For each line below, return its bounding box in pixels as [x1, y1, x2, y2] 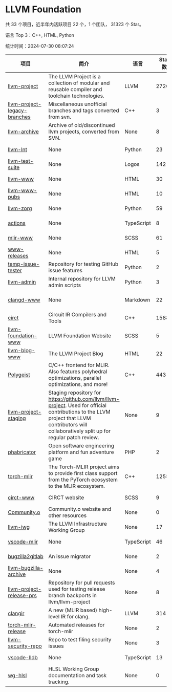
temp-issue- [8, 260, 40, 267]
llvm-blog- [8, 347, 35, 354]
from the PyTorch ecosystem [48, 476, 118, 483]
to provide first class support [48, 469, 118, 477]
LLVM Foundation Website [48, 332, 112, 339]
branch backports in [48, 592, 97, 599]
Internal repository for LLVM [48, 275, 116, 282]
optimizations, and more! [48, 380, 108, 387]
